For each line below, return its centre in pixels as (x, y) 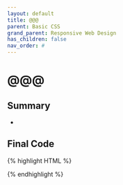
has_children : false (37, 39)
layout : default (31, 14)
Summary (29, 106)
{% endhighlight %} (35, 174)
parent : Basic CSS (34, 26)
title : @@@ (23, 20)
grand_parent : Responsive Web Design (62, 33)
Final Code (31, 144)
